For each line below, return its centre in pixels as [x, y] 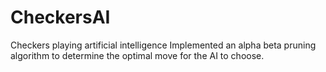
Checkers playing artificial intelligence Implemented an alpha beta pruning [163, 45]
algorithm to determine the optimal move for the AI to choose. [137, 55]
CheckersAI [60, 17]
